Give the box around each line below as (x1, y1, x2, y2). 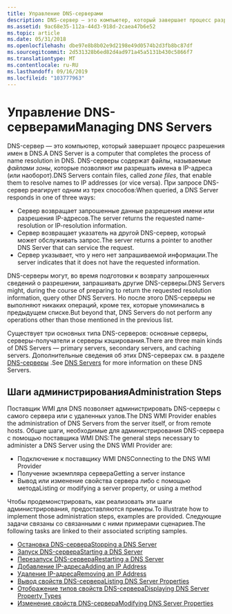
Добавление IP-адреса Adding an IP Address (17, 562, 147, 571)
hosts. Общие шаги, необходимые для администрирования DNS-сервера (7, 426, 224, 435)
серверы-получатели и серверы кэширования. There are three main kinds (7, 336, 222, 345)
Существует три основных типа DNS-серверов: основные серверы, (7, 329, 209, 338)
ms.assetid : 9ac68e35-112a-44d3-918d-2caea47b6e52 (7, 23, 156, 30)
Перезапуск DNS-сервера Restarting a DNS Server (17, 555, 164, 563)
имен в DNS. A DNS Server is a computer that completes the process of (7, 150, 211, 158)
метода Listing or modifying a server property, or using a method (17, 484, 202, 492)
